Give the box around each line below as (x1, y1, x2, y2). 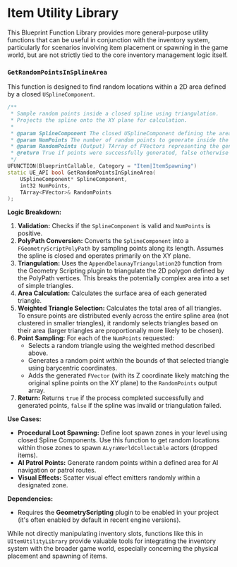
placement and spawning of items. (7, 552, 108, 561)
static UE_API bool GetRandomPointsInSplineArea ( (7, 169, 157, 176)
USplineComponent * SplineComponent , (20, 175, 128, 182)
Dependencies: (7, 494, 54, 503)
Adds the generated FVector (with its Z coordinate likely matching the (28, 371, 229, 380)
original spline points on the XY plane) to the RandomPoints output (28, 379, 217, 387)
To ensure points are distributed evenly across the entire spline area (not (17, 311, 229, 320)
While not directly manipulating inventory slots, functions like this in (7, 530, 203, 538)
